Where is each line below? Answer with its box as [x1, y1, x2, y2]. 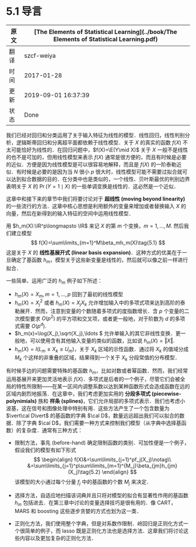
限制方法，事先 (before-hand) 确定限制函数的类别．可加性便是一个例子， [14, 439, 190, 446]
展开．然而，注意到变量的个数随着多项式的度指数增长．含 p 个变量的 [19, 307, 185, 314]
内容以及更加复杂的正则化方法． [19, 534, 97, 541]
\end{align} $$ [101, 469, 137, 476]
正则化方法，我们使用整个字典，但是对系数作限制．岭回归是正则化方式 [14, 520, 184, 527]
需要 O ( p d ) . [19, 322, 47, 330]
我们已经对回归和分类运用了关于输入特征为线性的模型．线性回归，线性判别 [6, 132, 185, 139]
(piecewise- [151, 390, 182, 397]
